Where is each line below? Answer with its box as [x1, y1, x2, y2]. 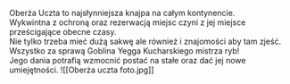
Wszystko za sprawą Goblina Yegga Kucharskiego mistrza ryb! [9, 46, 240, 56]
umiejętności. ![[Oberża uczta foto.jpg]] [9, 64, 154, 75]
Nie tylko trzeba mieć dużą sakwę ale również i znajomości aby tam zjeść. [9, 36, 282, 46]
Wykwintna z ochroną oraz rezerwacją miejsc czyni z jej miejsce [9, 17, 246, 28]
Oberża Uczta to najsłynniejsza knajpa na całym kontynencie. [9, 8, 236, 18]
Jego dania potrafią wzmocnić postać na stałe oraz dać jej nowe [9, 55, 246, 65]
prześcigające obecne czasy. [9, 27, 117, 37]
